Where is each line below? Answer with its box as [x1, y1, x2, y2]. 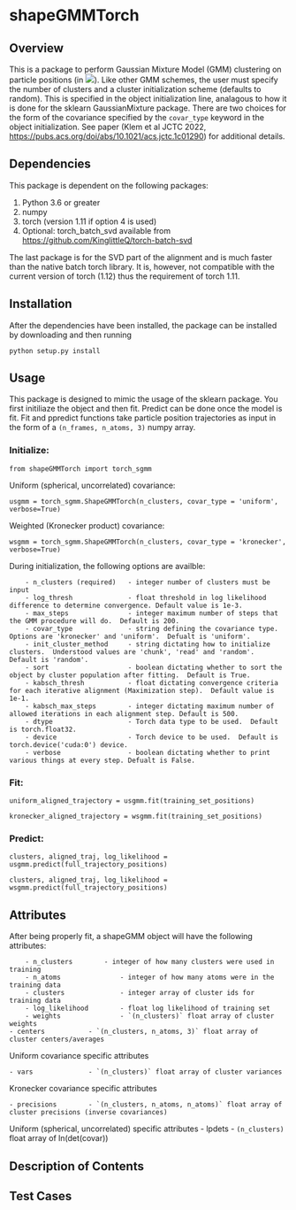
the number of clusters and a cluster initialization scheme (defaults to [9, 84, 262, 94]
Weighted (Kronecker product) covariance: [9, 520, 165, 531]
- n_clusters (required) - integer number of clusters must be [25, 577, 271, 587]
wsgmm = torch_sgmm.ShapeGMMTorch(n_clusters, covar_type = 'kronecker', [9, 537, 287, 546]
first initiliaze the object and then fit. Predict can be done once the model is [9, 404, 283, 414]
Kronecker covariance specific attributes [9, 1083, 157, 1094]
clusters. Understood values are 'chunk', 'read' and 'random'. [9, 647, 254, 656]
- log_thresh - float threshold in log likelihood [25, 593, 267, 602]
